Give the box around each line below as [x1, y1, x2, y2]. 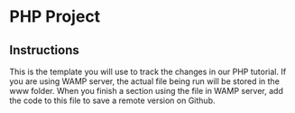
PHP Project [9, 6, 101, 27]
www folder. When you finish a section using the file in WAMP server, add [9, 86, 284, 96]
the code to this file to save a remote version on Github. [9, 95, 216, 106]
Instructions [9, 42, 79, 58]
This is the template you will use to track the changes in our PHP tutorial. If [9, 66, 287, 77]
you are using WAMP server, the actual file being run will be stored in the [9, 76, 280, 87]
